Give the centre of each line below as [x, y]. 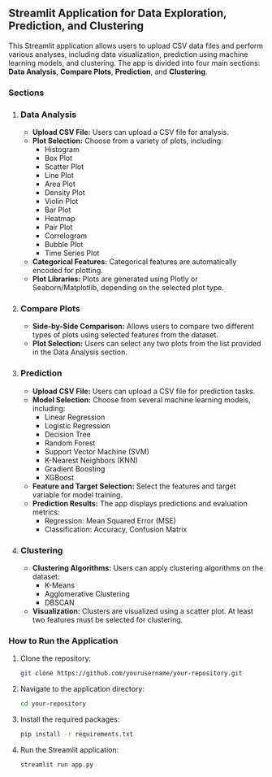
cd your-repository [53, 704]
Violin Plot [61, 202]
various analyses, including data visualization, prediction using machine [128, 54]
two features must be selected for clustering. [108, 619]
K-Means [60, 585]
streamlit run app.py [56, 764]
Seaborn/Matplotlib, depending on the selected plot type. [128, 288]
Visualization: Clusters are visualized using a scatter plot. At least [143, 611]
